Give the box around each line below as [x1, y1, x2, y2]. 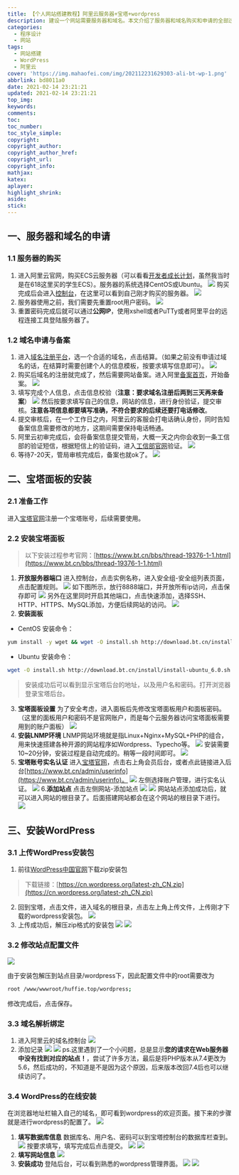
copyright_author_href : [7, 149, 78, 157]
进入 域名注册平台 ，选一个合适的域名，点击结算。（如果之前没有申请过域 [17, 352, 227, 361]
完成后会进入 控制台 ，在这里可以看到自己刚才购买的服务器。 [17, 289, 193, 297]
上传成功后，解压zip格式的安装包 [17, 921, 115, 929]
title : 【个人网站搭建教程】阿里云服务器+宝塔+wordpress [7, 10, 160, 18]
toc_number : [7, 122, 43, 130]
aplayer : [7, 182, 33, 189]
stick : [7, 202, 27, 210]
